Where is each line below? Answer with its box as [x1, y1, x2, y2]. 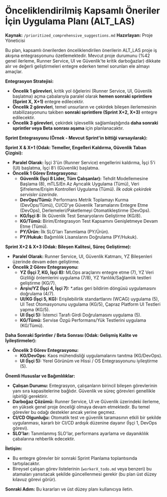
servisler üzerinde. [19, 191, 58, 197]
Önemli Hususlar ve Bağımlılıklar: [5, 373, 76, 379]
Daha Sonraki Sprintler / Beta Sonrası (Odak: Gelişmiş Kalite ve [5, 332, 138, 338]
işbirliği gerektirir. [12, 393, 48, 399]
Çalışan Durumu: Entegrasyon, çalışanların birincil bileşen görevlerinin [12, 382, 158, 388]
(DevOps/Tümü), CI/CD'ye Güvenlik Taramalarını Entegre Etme [19, 202, 149, 208]
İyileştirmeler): [5, 337, 36, 343]
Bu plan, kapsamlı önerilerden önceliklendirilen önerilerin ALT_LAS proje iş [5, 47, 157, 53]
